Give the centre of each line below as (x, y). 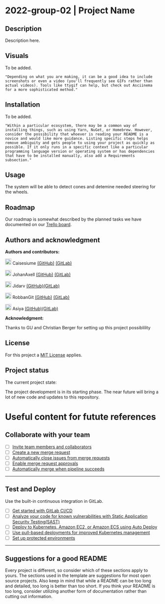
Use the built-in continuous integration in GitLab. (54, 501)
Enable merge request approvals (45, 463)
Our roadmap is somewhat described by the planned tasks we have (73, 219)
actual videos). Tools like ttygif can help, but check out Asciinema (79, 85)
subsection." (18, 160)
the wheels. (17, 192)
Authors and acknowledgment (53, 240)
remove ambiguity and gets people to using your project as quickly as (80, 143)
